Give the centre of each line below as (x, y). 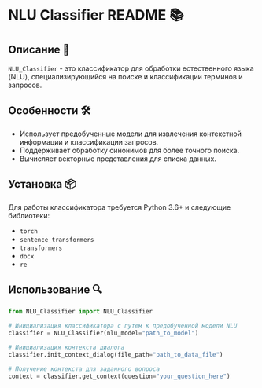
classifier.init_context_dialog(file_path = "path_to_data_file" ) (116, 354)
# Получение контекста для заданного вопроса (84, 369)
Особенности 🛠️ (50, 111)
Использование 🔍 (55, 290)
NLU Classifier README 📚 (96, 15)
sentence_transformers (57, 240)
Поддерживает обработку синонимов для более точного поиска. (129, 150)
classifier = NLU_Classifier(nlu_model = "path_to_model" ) (103, 333)
